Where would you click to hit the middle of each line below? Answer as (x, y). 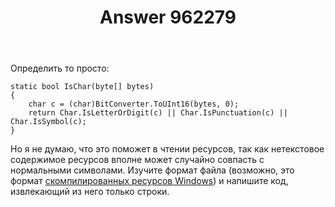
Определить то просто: (60, 68)
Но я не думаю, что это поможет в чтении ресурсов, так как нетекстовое (167, 149)
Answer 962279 (168, 17)
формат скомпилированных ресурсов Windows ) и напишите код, (149, 181)
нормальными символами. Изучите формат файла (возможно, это (152, 170)
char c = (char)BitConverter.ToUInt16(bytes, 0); (134, 104)
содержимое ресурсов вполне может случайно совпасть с (137, 160)
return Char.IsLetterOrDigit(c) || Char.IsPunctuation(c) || (158, 113)
